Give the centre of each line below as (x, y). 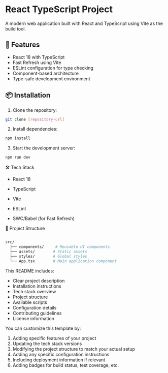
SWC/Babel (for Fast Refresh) (44, 219)
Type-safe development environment (51, 79)
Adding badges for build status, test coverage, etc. (66, 365)
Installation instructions (37, 286)
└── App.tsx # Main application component (63, 261)
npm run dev (18, 158)
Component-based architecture (45, 73)
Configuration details (35, 307)
